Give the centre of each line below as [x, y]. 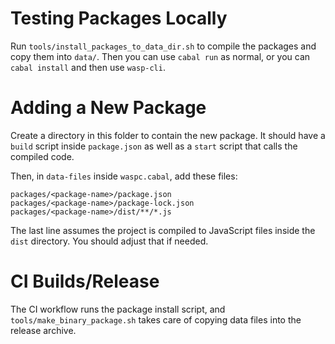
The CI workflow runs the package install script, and [118, 309]
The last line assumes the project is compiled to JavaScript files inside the [163, 230]
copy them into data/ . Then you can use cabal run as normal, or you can [160, 56]
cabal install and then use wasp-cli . [88, 67]
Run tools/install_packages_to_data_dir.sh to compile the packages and [163, 46]
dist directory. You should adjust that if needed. [109, 241]
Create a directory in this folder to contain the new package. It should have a [168, 135]
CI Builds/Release [85, 281]
